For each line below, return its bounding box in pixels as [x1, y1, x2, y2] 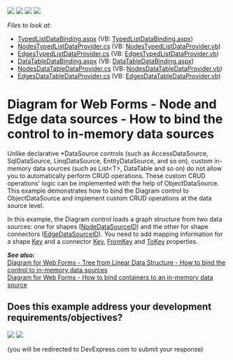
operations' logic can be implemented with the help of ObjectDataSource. [7, 179, 219, 187]
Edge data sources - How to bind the [7, 111, 223, 127]
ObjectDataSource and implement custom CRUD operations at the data [7, 193, 212, 202]
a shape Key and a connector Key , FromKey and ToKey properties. [7, 237, 198, 245]
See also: [7, 251, 35, 259]
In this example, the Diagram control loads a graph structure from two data [7, 214, 223, 223]
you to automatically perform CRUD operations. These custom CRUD [7, 172, 206, 180]
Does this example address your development [7, 301, 212, 313]
